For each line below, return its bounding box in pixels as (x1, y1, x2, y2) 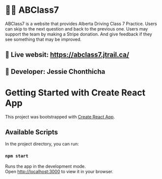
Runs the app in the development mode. (5, 163, 86, 169)
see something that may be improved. (5, 36, 82, 42)
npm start (5, 153, 28, 159)
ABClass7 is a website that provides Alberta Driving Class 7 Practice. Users (5, 21, 157, 27)
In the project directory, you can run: (5, 141, 79, 147)
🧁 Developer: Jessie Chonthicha (5, 67, 106, 76)
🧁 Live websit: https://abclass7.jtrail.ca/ (5, 51, 129, 59)
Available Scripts (5, 128, 58, 137)
